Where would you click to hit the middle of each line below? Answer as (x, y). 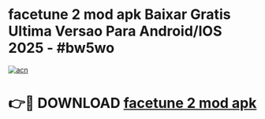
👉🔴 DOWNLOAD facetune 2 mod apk (132, 103)
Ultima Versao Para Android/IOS (115, 31)
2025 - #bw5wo (62, 48)
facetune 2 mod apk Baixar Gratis (119, 15)
